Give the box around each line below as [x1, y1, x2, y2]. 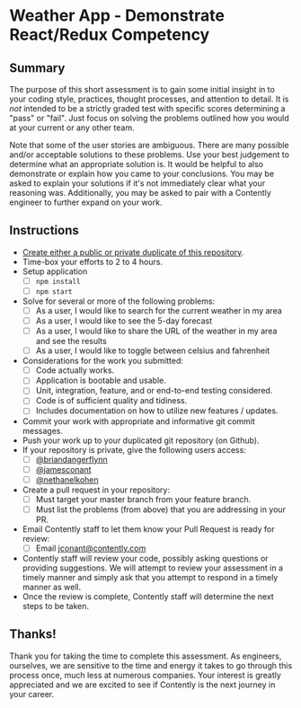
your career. [9, 688, 55, 699]
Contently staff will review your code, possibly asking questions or [22, 553, 269, 563]
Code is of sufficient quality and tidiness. [35, 395, 188, 406]
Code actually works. [35, 365, 115, 376]
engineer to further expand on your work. [9, 197, 163, 208]
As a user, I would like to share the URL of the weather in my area [35, 325, 278, 337]
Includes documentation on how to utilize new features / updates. [35, 405, 279, 416]
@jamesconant [35, 464, 92, 474]
